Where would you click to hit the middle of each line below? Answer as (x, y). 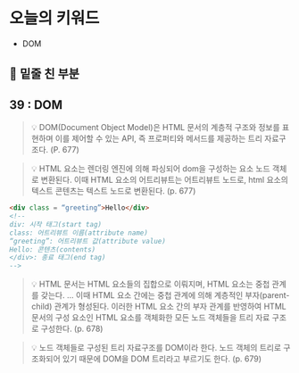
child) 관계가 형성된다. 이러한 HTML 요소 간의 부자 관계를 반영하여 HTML (159, 307)
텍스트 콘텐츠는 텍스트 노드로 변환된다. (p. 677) (113, 191)
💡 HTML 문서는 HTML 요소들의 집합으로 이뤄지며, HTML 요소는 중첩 (150, 284)
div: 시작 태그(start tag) (56, 224)
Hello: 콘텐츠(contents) (53, 249)
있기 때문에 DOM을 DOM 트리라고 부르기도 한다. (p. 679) (162, 359)
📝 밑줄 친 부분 (45, 74)
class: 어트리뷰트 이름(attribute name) (79, 233)
